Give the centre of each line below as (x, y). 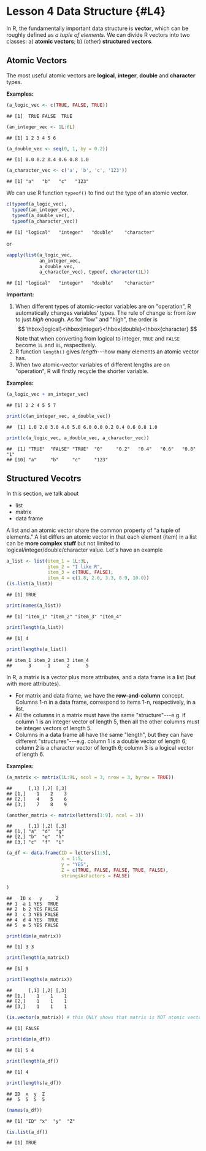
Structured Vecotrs (44, 479)
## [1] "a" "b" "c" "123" (48, 182)
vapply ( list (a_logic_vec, (39, 255)
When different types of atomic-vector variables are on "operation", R (103, 306)
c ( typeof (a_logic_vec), (37, 204)
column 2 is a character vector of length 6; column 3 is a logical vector (105, 747)
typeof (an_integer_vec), (44, 210)
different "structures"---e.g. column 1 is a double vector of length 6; (101, 741)
